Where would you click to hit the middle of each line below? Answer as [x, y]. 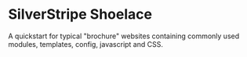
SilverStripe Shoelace [80, 14]
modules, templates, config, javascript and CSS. [85, 44]
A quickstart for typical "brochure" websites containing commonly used [124, 36]
